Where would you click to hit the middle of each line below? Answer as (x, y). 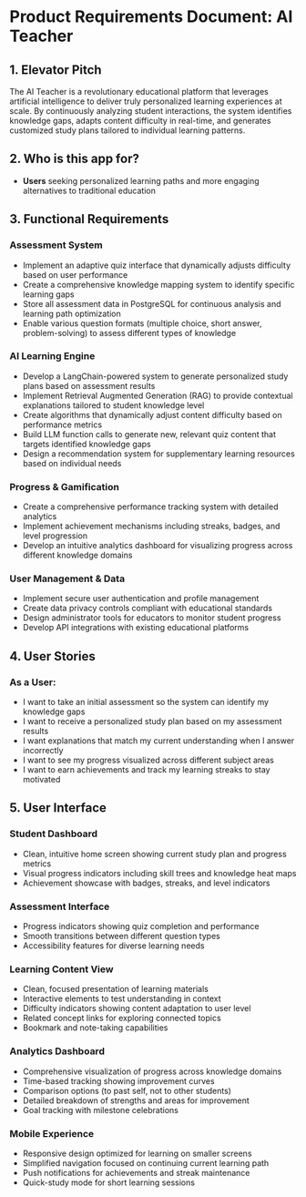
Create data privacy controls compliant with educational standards (148, 609)
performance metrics (62, 425)
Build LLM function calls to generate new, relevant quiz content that (149, 434)
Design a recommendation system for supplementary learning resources (159, 454)
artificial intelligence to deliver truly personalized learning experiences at (146, 101)
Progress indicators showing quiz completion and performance (141, 926)
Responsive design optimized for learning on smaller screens (137, 1153)
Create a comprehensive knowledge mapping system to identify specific (158, 284)
